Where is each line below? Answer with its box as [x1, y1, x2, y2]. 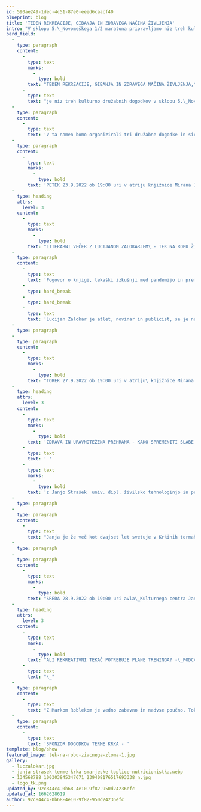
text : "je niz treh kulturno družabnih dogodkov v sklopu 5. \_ [28, 98, 188, 104]
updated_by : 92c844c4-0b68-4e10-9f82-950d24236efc [6, 786, 135, 792]
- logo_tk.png [11, 780, 47, 786]
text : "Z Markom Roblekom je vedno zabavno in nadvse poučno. [28, 707, 186, 713]
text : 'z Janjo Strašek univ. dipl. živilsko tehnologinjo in [28, 489, 188, 496]
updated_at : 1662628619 [6, 791, 66, 797]
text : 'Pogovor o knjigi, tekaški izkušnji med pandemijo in [28, 277, 184, 283]
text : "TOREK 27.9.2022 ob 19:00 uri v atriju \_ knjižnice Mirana [28, 377, 194, 383]
